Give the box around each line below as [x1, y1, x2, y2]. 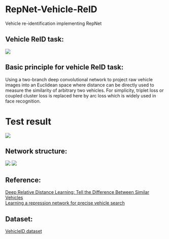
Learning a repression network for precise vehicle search [5, 200, 125, 206]
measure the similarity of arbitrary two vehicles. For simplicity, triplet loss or [5, 87, 164, 93]
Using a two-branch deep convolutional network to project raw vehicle [5, 76, 153, 82]
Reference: [5, 176, 41, 184]
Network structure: [5, 147, 67, 155]
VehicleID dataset [5, 228, 42, 234]
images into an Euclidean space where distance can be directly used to [5, 82, 154, 88]
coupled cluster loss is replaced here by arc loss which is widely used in [5, 92, 156, 98]
